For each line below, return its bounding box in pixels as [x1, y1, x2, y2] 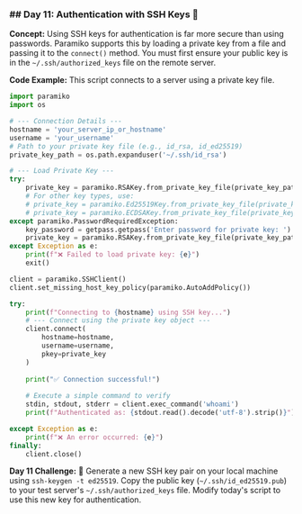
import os [9, 101, 47, 110]
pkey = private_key [41, 349, 106, 358]
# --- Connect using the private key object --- [25, 316, 211, 325]
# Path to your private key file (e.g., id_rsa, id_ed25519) [9, 141, 244, 151]
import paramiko [9, 92, 70, 102]
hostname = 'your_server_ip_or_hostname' [9, 125, 167, 134]
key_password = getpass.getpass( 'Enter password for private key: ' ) [25, 225, 292, 234]
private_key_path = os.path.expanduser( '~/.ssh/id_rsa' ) [9, 150, 227, 159]
